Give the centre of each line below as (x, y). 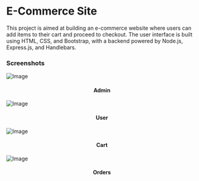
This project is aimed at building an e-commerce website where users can (99, 28)
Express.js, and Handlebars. (41, 47)
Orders (102, 172)
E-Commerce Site (52, 11)
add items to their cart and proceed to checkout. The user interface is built (99, 34)
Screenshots (25, 63)
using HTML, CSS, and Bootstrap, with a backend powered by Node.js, (95, 41)
